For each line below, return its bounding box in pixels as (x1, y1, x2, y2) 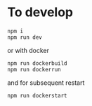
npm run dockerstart (7, 92, 68, 99)
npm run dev (7, 33, 42, 41)
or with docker (7, 46, 50, 54)
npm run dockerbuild (7, 59, 68, 67)
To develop (7, 4, 74, 20)
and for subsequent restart (7, 78, 85, 87)
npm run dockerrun (7, 66, 61, 73)
